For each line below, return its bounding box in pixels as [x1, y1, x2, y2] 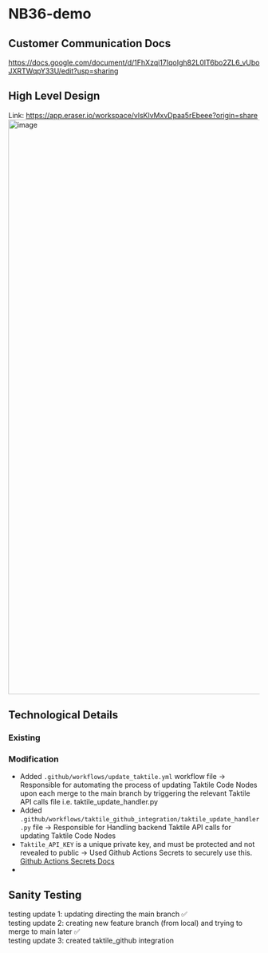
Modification [8, 753, 60, 765]
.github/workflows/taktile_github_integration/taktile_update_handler [19, 816, 260, 824]
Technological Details [8, 708, 119, 722]
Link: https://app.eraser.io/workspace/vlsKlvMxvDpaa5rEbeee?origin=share [8, 110, 258, 120]
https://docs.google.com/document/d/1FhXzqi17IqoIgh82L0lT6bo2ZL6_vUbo [8, 57, 260, 67]
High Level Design [8, 89, 100, 103]
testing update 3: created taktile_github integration [8, 935, 174, 946]
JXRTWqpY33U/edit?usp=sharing [8, 66, 119, 76]
